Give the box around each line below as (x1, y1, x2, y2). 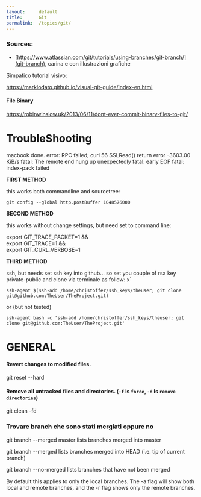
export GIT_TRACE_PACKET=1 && (6, 233, 88, 240)
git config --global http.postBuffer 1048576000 (6, 199, 131, 205)
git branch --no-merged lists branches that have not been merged (6, 466, 170, 473)
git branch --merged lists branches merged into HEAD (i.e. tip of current (6, 448, 185, 455)
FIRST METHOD (6, 176, 46, 183)
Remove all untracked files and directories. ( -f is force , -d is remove (6, 387, 176, 395)
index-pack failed (6, 164, 50, 172)
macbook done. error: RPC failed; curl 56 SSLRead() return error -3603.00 (6, 151, 191, 158)
